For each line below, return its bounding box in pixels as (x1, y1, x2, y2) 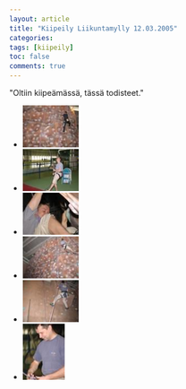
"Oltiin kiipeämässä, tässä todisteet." (9, 88, 145, 98)
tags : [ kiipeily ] (9, 43, 74, 52)
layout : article (9, 14, 70, 23)
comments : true (9, 62, 66, 71)
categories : (9, 33, 54, 42)
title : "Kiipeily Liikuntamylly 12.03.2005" (9, 23, 178, 33)
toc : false (9, 52, 50, 62)
